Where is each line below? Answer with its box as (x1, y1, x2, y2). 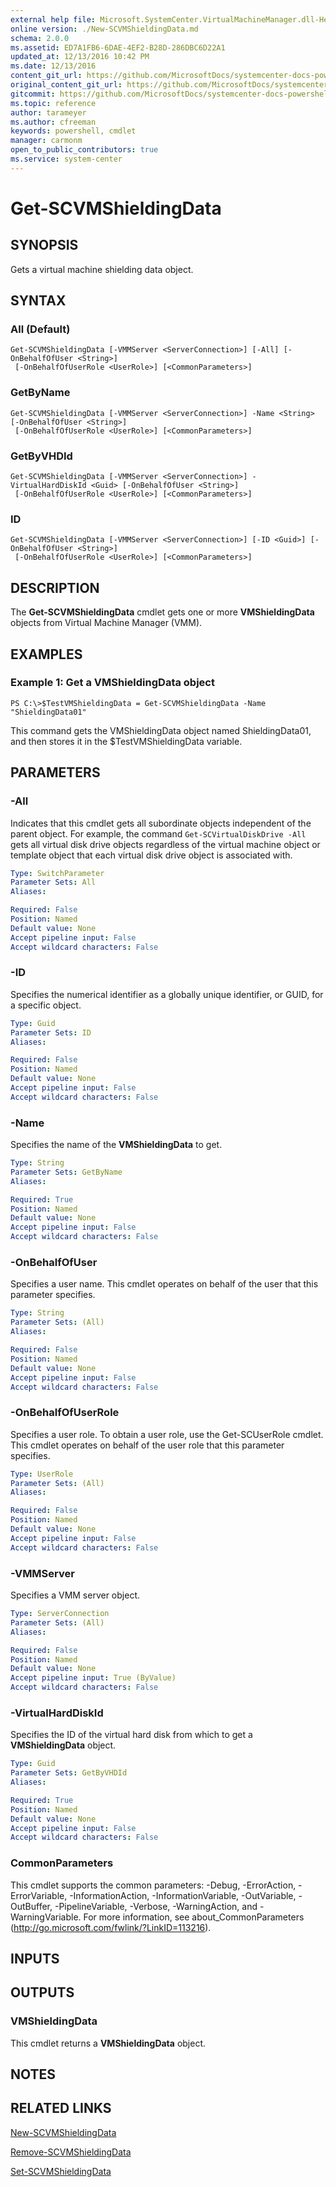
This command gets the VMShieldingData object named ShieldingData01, (10, 724, 312, 736)
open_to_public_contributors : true (10, 145, 159, 155)
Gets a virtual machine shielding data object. (10, 263, 194, 275)
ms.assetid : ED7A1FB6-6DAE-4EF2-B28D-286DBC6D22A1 (10, 42, 226, 53)
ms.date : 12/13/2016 (10, 61, 97, 71)
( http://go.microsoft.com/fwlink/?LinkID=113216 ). (10, 1921, 212, 1933)
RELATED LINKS (10, 2100, 112, 2117)
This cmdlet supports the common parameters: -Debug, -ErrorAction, (10, 1879, 297, 1891)
